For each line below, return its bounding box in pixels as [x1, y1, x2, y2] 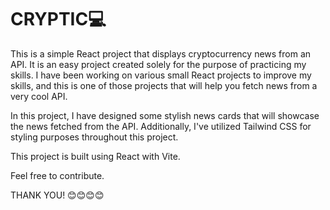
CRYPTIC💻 [10, 8, 107, 31]
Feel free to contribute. [10, 169, 105, 181]
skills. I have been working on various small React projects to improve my [10, 69, 312, 81]
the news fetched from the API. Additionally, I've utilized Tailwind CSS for [10, 120, 312, 132]
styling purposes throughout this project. [10, 131, 179, 143]
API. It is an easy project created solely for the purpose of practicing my [10, 58, 307, 70]
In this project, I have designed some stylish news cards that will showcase [10, 109, 320, 121]
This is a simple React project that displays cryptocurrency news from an [10, 47, 312, 60]
